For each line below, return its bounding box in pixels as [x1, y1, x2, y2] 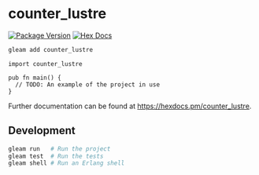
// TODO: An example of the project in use [15, 80, 160, 89]
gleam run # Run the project [8, 144, 111, 153]
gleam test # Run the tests [8, 152, 104, 160]
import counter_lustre [8, 60, 83, 67]
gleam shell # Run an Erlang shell [8, 159, 125, 167]
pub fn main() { [8, 74, 61, 82]
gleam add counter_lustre [8, 46, 93, 53]
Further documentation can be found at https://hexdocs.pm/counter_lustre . [8, 101, 252, 111]
